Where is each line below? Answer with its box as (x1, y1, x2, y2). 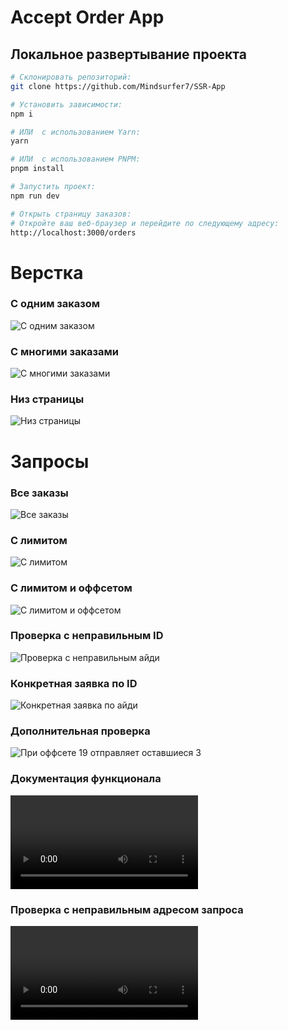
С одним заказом (10, 297, 101, 311)
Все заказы (10, 486, 69, 500)
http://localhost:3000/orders (10, 227, 137, 238)
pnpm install (10, 164, 65, 174)
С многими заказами (10, 344, 119, 358)
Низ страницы (10, 392, 85, 406)
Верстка (10, 261, 84, 284)
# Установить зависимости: (10, 99, 123, 110)
